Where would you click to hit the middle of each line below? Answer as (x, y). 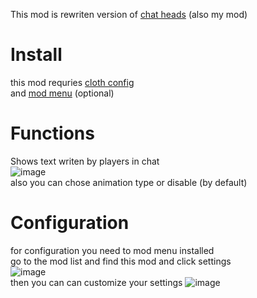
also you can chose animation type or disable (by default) (129, 182)
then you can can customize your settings (96, 282)
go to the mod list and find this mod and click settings (121, 261)
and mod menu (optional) (62, 93)
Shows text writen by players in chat (85, 161)
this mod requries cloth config (72, 82)
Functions (52, 133)
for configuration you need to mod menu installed (112, 250)
